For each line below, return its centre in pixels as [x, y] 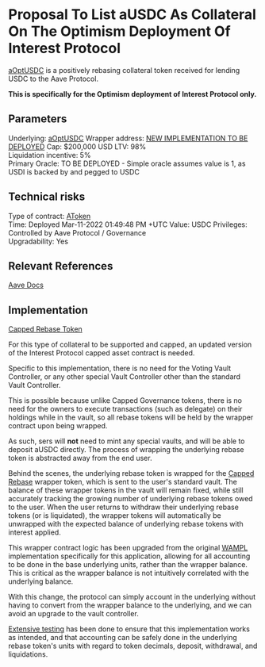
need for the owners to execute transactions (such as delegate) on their [125, 409]
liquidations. [28, 654]
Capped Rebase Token [46, 329]
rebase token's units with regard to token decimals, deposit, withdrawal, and [133, 646]
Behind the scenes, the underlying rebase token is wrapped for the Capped [131, 473]
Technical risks [47, 197]
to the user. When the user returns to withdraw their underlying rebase [124, 507]
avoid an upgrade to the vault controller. [73, 614]
